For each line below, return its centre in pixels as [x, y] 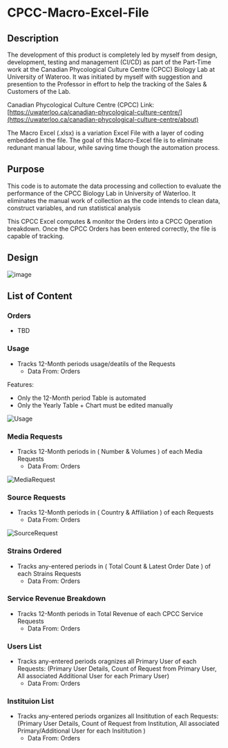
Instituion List [30, 701]
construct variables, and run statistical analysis [74, 208]
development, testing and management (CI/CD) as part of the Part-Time [110, 62]
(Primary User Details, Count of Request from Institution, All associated [118, 724]
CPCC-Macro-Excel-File [78, 13]
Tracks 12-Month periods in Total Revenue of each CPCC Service [110, 613]
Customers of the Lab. [39, 92]
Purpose [26, 170]
